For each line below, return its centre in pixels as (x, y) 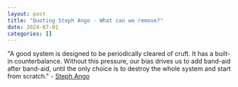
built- (223, 54)
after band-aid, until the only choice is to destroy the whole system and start (119, 69)
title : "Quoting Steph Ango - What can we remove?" (85, 21)
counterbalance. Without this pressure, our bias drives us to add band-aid (122, 62)
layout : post (27, 14)
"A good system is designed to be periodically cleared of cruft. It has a (110, 54)
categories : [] (30, 34)
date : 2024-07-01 (33, 27)
